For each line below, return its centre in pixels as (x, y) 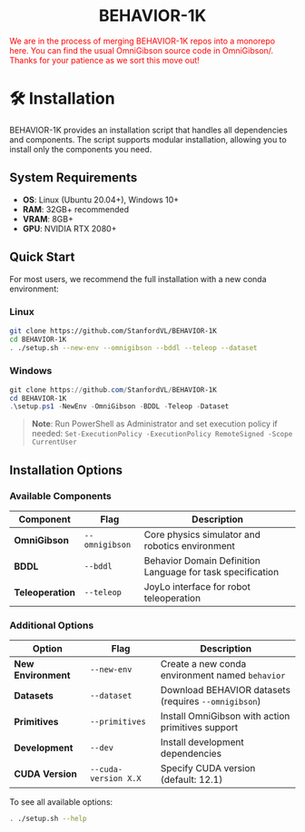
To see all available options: (61, 802)
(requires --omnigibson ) (211, 701)
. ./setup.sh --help (49, 819)
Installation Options (66, 470)
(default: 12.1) (192, 779)
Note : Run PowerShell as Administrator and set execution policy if (155, 424)
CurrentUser (54, 442)
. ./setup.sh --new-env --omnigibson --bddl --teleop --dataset (133, 347)
